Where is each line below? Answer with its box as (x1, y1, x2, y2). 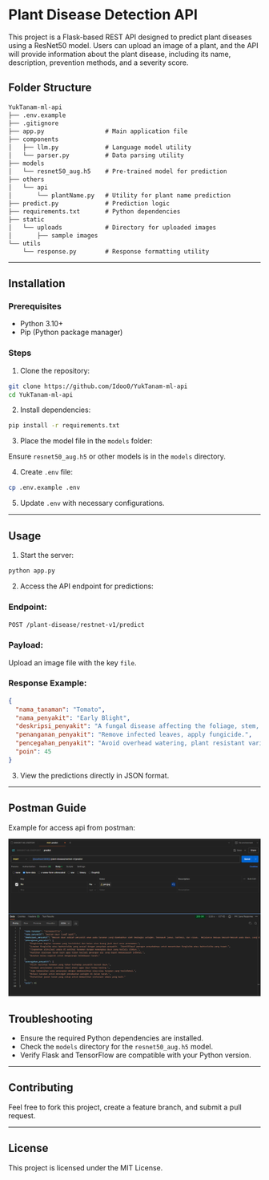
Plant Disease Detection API (8, 6, 199, 24)
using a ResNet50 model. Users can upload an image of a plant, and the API (8, 40, 259, 50)
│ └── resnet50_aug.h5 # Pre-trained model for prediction (8, 167, 227, 176)
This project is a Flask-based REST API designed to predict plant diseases (8, 32, 252, 42)
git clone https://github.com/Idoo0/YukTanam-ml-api (8, 382, 188, 390)
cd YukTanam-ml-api (8, 390, 74, 398)
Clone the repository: (19, 366, 90, 375)
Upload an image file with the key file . (8, 657, 137, 667)
